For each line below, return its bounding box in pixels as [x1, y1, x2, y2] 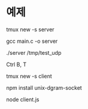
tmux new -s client [6, 72, 52, 79]
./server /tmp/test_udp [6, 49, 62, 56]
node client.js [6, 96, 40, 103]
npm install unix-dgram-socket [6, 84, 82, 91]
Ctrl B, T [6, 61, 27, 68]
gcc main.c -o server [6, 37, 58, 45]
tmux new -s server [6, 25, 55, 33]
